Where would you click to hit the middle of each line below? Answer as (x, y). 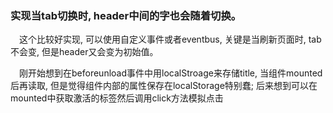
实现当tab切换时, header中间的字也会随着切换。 (126, 15)
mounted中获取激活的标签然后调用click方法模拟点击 (117, 98)
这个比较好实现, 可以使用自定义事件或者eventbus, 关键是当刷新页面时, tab (170, 39)
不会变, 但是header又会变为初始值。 (84, 52)
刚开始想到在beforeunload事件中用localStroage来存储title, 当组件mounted (170, 73)
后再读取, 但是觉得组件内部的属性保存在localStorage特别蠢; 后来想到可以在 (164, 86)
